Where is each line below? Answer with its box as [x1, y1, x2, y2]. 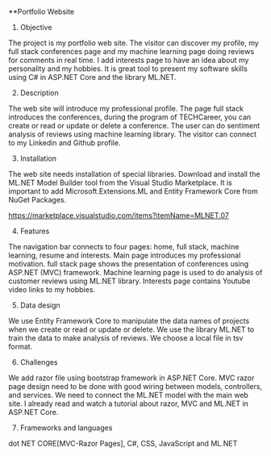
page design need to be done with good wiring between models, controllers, [8, 382, 263, 391]
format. [8, 342, 33, 351]
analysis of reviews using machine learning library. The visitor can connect [8, 129, 256, 139]
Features [19, 226, 50, 236]
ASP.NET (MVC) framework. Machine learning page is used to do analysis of [8, 268, 263, 277]
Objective [19, 23, 52, 31]
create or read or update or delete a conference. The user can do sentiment [8, 121, 261, 130]
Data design [19, 300, 60, 310]
